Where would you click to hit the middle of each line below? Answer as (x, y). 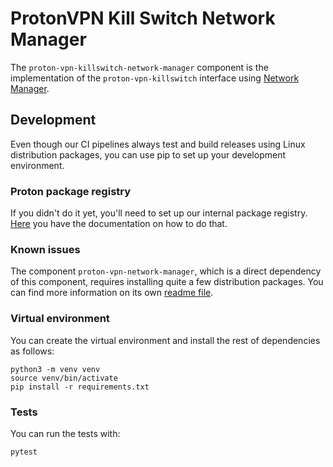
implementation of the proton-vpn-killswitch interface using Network (155, 78)
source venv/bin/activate (64, 378)
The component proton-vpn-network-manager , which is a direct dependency (166, 271)
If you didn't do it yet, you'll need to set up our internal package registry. (159, 213)
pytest (24, 452)
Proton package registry (71, 191)
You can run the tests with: (65, 433)
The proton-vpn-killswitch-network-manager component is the (139, 67)
